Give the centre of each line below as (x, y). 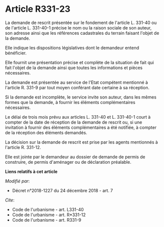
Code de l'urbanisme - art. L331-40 (48, 209)
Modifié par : (18, 181)
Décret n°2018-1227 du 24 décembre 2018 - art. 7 (63, 190)
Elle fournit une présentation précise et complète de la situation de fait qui (80, 62)
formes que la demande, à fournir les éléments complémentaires (70, 102)
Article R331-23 (38, 9)
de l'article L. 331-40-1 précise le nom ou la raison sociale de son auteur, (78, 27)
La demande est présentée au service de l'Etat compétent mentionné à (77, 82)
